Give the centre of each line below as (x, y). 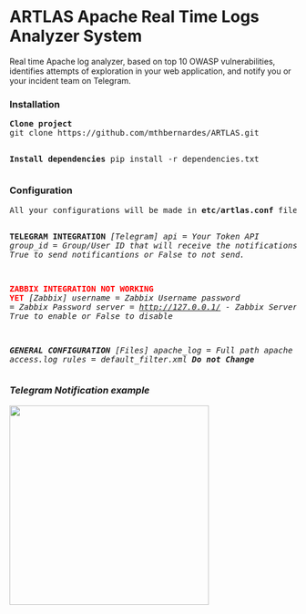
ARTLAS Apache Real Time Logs (134, 17)
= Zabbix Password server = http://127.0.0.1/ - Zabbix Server (153, 307)
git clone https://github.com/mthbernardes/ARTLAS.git (134, 133)
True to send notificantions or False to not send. (127, 254)
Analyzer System (76, 36)
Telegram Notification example (80, 391)
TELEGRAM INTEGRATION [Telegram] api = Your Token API (134, 236)
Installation (35, 104)
